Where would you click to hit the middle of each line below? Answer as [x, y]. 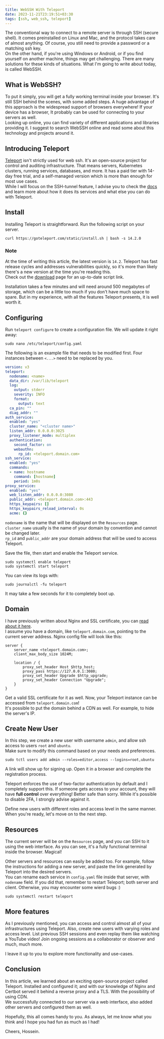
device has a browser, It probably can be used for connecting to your [75, 112]
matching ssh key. [23, 48]
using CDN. [17, 997]
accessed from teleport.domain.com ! [42, 702]
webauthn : [24, 449]
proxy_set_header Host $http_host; [59, 667]
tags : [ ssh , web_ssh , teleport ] [38, 19]
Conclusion [23, 969]
